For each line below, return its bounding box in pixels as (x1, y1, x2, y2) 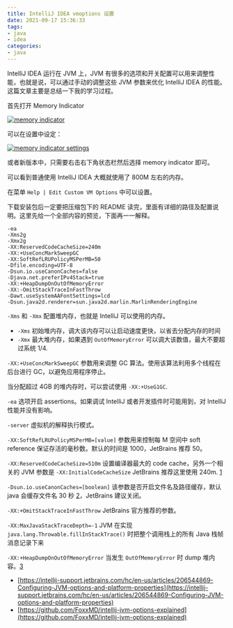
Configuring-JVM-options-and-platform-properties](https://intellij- (17, 583, 209, 592)
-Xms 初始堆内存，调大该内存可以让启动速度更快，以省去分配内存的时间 (17, 326, 221, 335)
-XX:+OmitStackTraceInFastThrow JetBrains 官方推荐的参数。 (7, 506, 180, 514)
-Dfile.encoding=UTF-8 (7, 262, 73, 269)
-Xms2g (7, 231, 26, 238)
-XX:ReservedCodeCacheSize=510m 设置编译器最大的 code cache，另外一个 (7, 458, 218, 468)
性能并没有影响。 (7, 405, 56, 414)
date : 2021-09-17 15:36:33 (7, 17, 86, 24)
